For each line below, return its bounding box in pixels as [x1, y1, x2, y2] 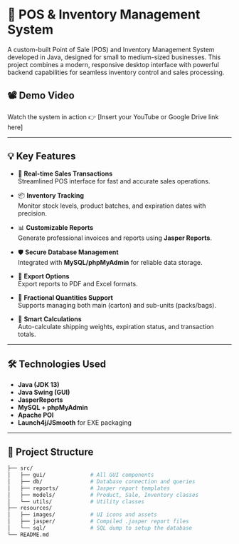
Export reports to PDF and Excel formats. [17, 279, 138, 288]
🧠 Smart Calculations [17, 314, 82, 323]
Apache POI [17, 410, 54, 420]
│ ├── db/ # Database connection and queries [7, 478, 196, 485]
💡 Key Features [7, 150, 76, 163]
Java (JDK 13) [17, 381, 60, 389]
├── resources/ [7, 505, 53, 512]
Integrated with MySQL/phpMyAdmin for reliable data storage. [17, 258, 203, 266]
